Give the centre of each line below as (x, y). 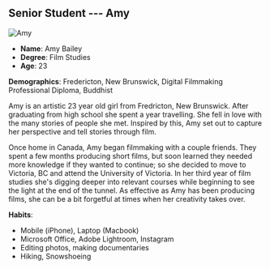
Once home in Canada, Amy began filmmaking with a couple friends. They (133, 147)
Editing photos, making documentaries (85, 247)
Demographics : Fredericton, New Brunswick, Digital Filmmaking (116, 81)
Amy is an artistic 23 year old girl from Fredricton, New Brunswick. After (129, 105)
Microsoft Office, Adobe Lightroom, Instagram (97, 239)
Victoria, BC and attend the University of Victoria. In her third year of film (130, 173)
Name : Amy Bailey (51, 49)
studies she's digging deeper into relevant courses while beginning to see (132, 181)
